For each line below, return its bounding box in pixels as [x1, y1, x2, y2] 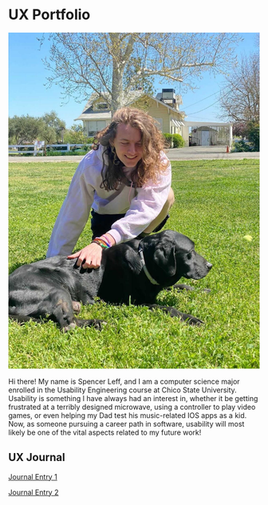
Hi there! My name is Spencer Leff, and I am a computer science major [8, 376, 241, 386]
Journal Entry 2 [8, 487, 59, 497]
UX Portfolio [8, 6, 91, 24]
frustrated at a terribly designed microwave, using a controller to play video [8, 402, 256, 412]
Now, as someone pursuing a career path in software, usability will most [8, 419, 245, 428]
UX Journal [8, 451, 65, 464]
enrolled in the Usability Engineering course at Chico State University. [8, 385, 237, 395]
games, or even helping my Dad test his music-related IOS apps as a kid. [8, 410, 247, 420]
